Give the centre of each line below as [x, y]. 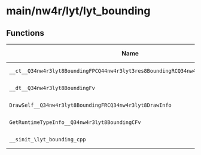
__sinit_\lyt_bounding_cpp [48, 139]
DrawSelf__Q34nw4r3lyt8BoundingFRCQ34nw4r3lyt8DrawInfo [90, 105]
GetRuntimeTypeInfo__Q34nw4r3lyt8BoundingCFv [75, 123]
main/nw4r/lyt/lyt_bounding [78, 11]
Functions [25, 33]
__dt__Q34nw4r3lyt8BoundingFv [52, 88]
